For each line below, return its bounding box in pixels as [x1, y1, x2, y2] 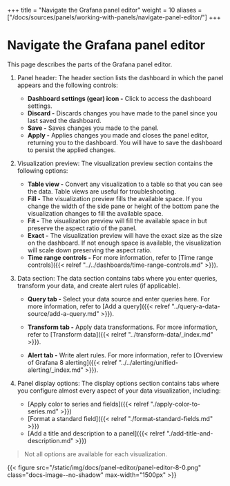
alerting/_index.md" [27, 366, 84, 374]
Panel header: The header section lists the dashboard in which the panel [17, 73, 224, 82]
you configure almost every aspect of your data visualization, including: [17, 386, 221, 395]
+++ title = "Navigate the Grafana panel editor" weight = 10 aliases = [7, 6, 202, 14]
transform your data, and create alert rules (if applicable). [17, 281, 181, 290]
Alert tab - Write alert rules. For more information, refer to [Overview [27, 351, 223, 359]
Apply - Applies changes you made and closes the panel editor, [27, 131, 209, 139]
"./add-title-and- [166, 429, 213, 438]
